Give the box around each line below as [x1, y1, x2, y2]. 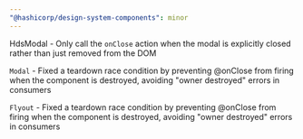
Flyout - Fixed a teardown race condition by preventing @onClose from [9, 101, 277, 113]
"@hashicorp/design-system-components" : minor [9, 13, 189, 23]
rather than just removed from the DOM [9, 47, 157, 59]
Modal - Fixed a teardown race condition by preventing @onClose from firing [9, 65, 295, 76]
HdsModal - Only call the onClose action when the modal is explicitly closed [9, 38, 292, 49]
